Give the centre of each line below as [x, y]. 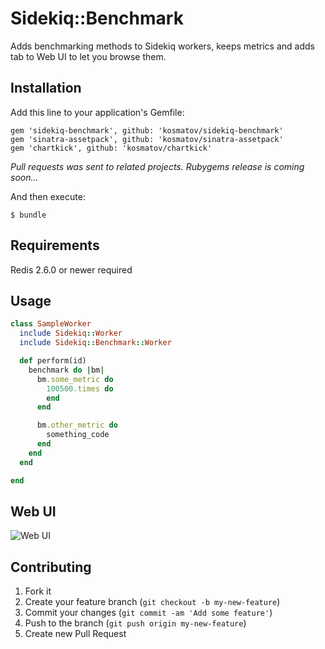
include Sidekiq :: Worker [71, 333]
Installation [46, 88]
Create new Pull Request [75, 634]
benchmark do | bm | [66, 370]
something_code [78, 435]
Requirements [55, 245]
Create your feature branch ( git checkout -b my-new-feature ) [152, 602]
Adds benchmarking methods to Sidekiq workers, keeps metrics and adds [162, 46]
